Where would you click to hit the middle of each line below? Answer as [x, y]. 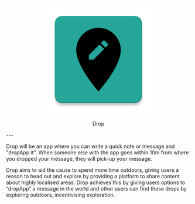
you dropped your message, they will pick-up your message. [79, 159]
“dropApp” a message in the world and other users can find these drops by [97, 189]
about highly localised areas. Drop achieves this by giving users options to [96, 182]
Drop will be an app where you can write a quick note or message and [90, 146]
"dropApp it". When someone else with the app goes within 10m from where [97, 153]
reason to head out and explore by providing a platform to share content [93, 176]
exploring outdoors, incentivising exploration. [61, 195]
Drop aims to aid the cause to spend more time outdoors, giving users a [93, 170]
